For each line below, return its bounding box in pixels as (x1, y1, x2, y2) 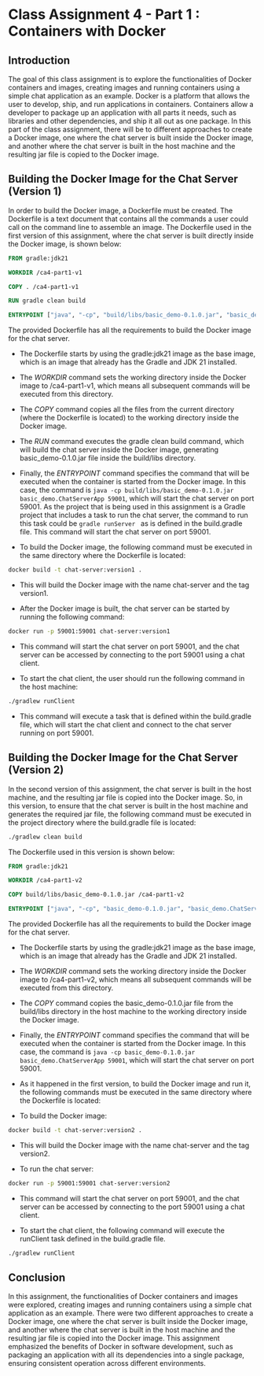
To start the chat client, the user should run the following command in (19, 673, 245, 682)
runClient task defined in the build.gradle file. (19, 1234, 167, 1243)
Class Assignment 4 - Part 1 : (8, 6, 200, 24)
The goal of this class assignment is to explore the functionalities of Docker (8, 75, 252, 83)
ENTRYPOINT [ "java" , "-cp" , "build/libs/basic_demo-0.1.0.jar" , (8, 311, 223, 320)
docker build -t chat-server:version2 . (8, 1126, 143, 1134)
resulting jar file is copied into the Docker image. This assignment (8, 1333, 220, 1343)
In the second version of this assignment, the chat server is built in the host (8, 784, 252, 793)
